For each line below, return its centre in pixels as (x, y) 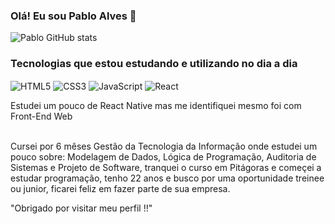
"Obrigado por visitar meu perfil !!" (81, 208)
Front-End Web (41, 116)
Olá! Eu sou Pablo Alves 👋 (73, 16)
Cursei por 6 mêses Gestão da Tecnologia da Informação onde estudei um (164, 146)
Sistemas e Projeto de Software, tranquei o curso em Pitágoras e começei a (166, 168)
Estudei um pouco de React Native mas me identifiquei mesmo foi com (156, 106)
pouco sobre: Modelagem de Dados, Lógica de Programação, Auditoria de (163, 157)
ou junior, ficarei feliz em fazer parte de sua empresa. (120, 189)
